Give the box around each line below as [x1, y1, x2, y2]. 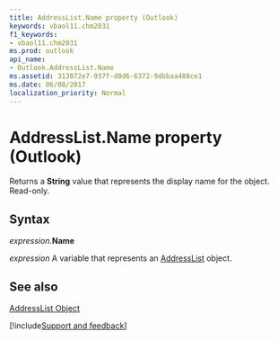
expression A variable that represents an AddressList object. [9, 253, 232, 264]
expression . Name [9, 236, 74, 246]
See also [9, 279, 58, 294]
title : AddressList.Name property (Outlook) [9, 13, 178, 22]
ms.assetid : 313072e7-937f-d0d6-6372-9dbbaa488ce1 [9, 72, 203, 81]
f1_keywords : [9, 30, 58, 39]
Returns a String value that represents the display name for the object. [9, 176, 271, 187]
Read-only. [9, 185, 50, 196]
